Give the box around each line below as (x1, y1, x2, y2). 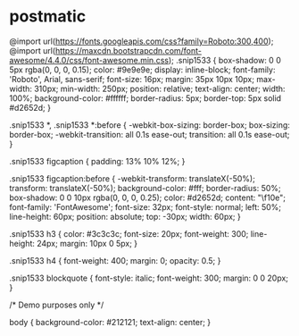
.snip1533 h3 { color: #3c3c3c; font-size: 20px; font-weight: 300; (9, 228, 249, 239)
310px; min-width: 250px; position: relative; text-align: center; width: (34, 83, 286, 94)
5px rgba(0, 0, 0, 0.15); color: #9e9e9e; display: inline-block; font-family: (9, 64, 276, 75)
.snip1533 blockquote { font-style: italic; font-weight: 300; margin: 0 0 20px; (9, 273, 288, 283)
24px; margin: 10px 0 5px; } (37, 238, 138, 248)
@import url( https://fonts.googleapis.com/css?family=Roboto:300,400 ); (9, 36, 274, 46)
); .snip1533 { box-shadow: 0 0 (168, 55, 281, 65)
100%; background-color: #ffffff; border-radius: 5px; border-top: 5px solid (9, 92, 282, 104)
